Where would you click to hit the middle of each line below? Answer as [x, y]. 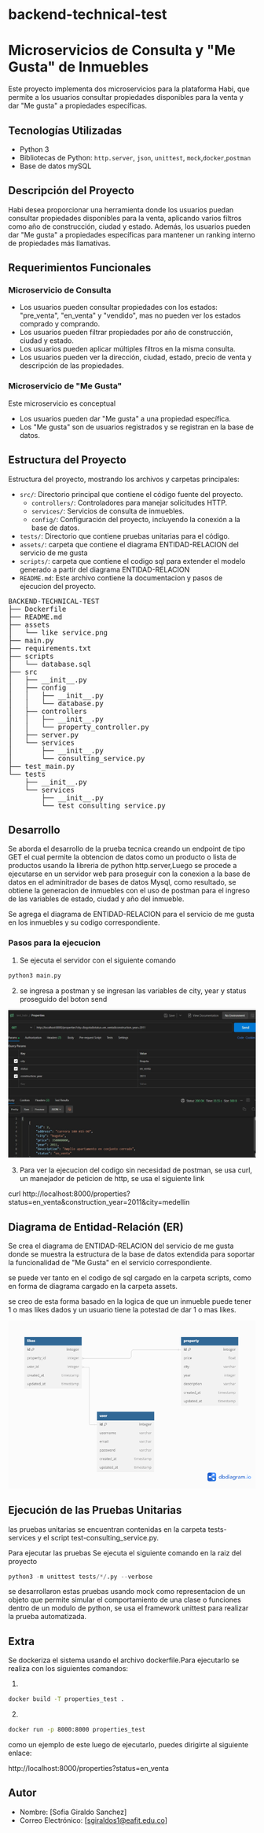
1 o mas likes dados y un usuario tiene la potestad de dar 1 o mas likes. [123, 1310]
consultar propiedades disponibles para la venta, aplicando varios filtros [125, 218]
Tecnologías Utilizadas [65, 130]
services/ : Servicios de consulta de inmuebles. [108, 511]
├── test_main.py [41, 766]
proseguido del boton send [63, 999]
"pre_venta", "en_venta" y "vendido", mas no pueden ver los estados [130, 315]
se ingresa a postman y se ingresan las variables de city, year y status [133, 990]
